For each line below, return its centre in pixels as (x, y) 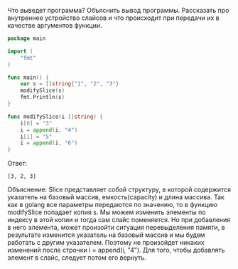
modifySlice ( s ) (43, 91)
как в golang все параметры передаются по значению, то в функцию (113, 205)
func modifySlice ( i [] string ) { (55, 117)
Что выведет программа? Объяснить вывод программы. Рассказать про (118, 10)
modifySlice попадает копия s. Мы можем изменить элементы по (107, 212)
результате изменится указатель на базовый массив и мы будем (106, 235)
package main (27, 38)
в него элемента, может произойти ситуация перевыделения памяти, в (116, 228)
